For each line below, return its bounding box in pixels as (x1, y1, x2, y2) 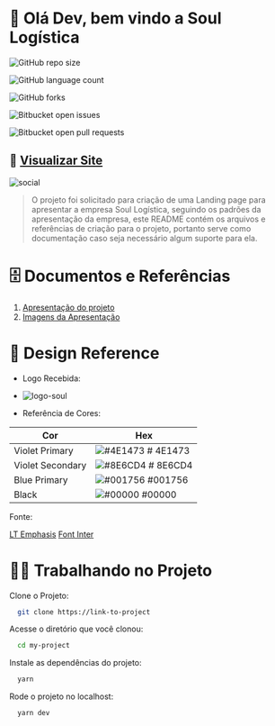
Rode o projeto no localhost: (9, 691, 114, 702)
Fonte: (9, 511, 33, 522)
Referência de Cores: (22, 407, 102, 418)
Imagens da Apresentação (22, 311, 120, 322)
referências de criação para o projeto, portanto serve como (31, 222, 252, 233)
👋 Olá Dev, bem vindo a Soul (9, 8, 222, 29)
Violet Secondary (13, 458, 87, 471)
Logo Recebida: (22, 373, 81, 384)
